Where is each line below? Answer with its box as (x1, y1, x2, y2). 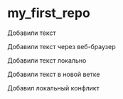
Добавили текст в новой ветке (7, 70, 100, 78)
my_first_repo (7, 5, 90, 21)
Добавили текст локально (7, 56, 87, 65)
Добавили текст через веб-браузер (7, 42, 116, 51)
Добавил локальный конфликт (7, 83, 100, 92)
